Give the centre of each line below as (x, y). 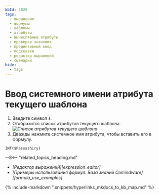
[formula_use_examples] (37, 177)
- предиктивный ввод (31, 47)
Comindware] (129, 172)
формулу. (22, 139)
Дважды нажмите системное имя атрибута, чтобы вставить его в (82, 134)
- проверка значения (31, 42)
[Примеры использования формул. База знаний (63, 172)
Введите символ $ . (32, 118)
